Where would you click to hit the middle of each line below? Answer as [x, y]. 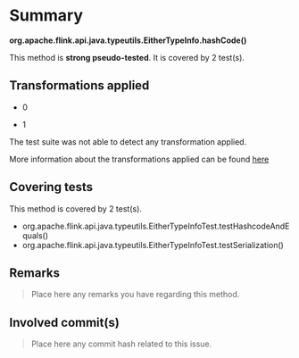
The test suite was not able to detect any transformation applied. [128, 142]
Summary [46, 16]
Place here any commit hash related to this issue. [121, 344]
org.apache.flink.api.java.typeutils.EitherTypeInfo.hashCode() [128, 40]
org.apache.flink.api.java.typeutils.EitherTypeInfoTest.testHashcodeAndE [156, 226]
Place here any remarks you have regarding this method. [135, 295]
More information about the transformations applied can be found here [139, 159]
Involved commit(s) [65, 322]
